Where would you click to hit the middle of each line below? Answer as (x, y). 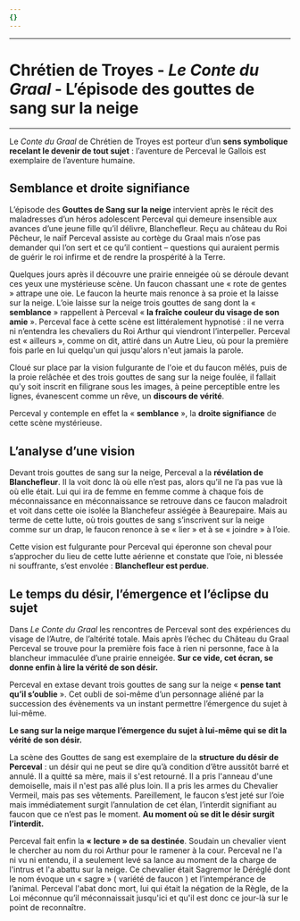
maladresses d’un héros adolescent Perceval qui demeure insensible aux (143, 219)
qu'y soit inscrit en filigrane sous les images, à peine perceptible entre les (145, 387)
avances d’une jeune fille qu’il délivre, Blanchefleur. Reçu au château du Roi (148, 229)
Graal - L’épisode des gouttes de (132, 89)
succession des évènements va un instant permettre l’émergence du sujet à (148, 703)
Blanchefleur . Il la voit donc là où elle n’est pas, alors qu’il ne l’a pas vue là (146, 482)
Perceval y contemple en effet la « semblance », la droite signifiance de (143, 414)
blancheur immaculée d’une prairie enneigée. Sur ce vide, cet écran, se (142, 658)
